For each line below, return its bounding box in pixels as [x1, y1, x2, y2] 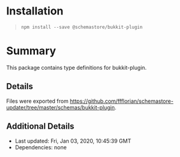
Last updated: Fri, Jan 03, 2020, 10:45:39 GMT [14, 137, 131, 144]
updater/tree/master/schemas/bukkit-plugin [6, 103, 115, 111]
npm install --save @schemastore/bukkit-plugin [20, 24, 143, 30]
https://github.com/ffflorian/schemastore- [69, 97, 173, 105]
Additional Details [6, 122, 75, 132]
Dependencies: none [14, 143, 67, 151]
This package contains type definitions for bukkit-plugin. [6, 64, 147, 71]
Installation [6, 4, 64, 18]
